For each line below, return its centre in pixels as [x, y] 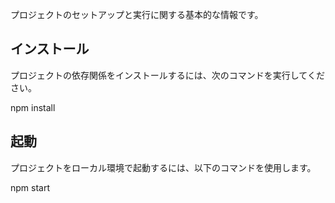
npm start [30, 187]
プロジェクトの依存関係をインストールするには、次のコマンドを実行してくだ [167, 75]
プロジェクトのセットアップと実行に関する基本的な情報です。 [137, 14]
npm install [33, 107]
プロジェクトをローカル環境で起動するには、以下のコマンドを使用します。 [163, 167]
